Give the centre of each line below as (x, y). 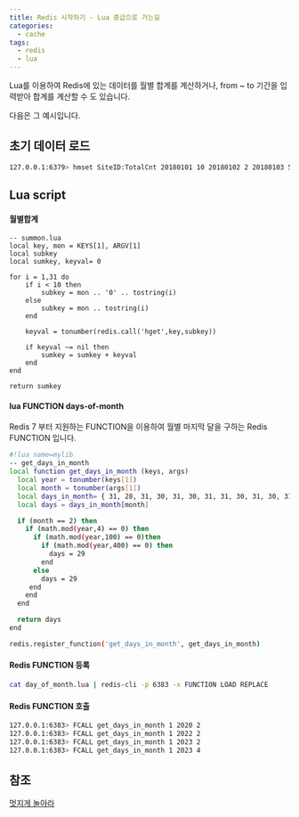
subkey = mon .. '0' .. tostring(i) (109, 293)
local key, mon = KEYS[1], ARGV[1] (75, 246)
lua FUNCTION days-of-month (67, 405)
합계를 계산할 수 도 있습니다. (81, 96)
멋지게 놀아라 (32, 804)
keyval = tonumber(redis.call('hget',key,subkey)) (121, 332)
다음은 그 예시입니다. (45, 115)
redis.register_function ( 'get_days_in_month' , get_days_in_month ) (135, 644)
